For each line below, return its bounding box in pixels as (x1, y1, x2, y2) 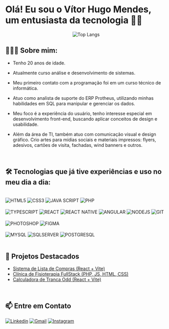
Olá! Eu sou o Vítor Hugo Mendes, (5, 4, 152, 15)
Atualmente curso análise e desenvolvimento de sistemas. (12, 70, 136, 76)
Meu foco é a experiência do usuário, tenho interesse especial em (12, 110, 152, 116)
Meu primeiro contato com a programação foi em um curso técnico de (12, 79, 161, 85)
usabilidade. (12, 121, 39, 127)
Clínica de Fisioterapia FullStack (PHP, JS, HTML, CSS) (12, 271, 129, 277)
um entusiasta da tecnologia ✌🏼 (5, 14, 142, 26)
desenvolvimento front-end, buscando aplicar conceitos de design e (12, 116, 158, 122)
